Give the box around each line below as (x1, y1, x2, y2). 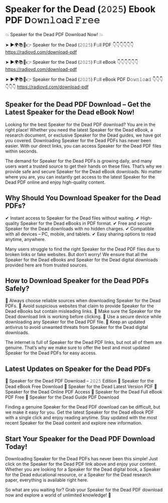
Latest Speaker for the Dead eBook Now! (5, 108, 134, 116)
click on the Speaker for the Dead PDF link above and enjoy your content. (5, 461, 157, 467)
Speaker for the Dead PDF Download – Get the (5, 100, 151, 109)
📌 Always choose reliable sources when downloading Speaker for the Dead (5, 298, 161, 304)
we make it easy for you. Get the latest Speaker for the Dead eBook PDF (5, 409, 154, 415)
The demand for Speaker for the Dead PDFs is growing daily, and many (5, 158, 152, 164)
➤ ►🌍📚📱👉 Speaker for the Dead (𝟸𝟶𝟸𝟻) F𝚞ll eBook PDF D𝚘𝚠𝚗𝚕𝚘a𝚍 (5, 76, 151, 82)
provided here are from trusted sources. (5, 262, 88, 268)
